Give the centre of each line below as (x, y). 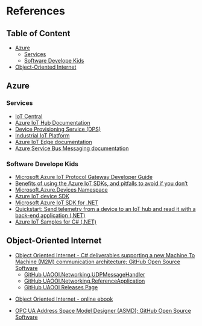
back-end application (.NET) (50, 215)
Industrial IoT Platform (43, 135)
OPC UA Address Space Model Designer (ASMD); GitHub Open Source (103, 310)
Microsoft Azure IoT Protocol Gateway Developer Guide (84, 177)
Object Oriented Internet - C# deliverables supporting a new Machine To (105, 255)
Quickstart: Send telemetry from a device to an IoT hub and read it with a (105, 208)
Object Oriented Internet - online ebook (64, 299)
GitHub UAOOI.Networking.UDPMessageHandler (84, 274)
